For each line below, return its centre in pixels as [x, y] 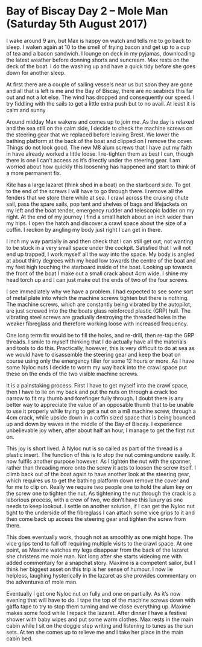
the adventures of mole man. [42, 582]
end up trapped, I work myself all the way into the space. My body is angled [100, 254]
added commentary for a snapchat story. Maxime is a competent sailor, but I [101, 563]
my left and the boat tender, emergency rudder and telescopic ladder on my [100, 210]
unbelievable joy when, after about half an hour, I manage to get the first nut [100, 430]
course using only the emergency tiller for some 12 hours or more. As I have [100, 361]
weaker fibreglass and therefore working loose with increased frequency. [97, 323]
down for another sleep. [36, 72]
